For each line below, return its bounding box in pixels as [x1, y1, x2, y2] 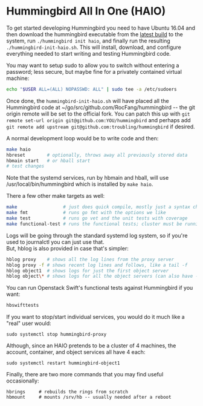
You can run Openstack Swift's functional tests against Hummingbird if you [6, 284, 193, 292]
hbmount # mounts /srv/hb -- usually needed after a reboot [6, 395, 172, 401]
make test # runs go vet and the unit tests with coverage [6, 215, 188, 221]
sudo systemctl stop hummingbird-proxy [6, 332, 107, 338]
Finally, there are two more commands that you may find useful [6, 371, 164, 378]
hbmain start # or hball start [6, 157, 91, 164]
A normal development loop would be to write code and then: [6, 134, 159, 142]
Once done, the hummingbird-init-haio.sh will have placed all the [6, 97, 169, 104]
